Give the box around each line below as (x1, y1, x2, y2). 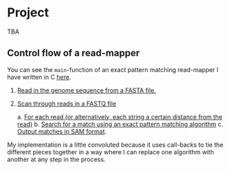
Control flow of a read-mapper (7, 47, 140, 59)
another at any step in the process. (7, 155, 106, 163)
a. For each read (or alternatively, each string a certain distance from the (16, 112, 223, 121)
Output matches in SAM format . (16, 127, 107, 135)
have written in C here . (7, 73, 71, 81)
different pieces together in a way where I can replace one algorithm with (7, 147, 214, 156)
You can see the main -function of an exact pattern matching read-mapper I (7, 65, 218, 73)
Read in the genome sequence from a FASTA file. (16, 86, 157, 94)
